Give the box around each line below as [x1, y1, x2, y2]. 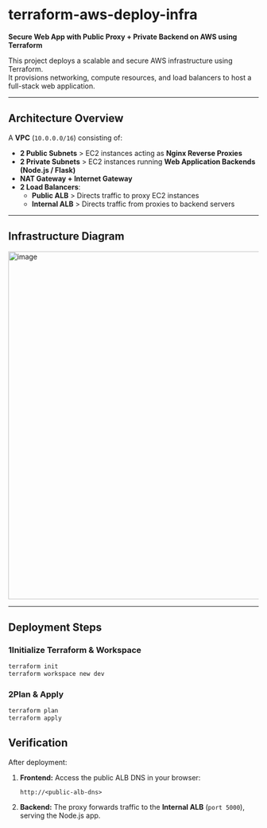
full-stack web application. [8, 81, 95, 91]
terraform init [8, 662, 59, 670]
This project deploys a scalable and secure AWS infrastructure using [8, 56, 233, 65]
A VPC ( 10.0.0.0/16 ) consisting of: [8, 133, 123, 143]
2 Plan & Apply [8, 689, 64, 700]
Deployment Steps [8, 620, 102, 634]
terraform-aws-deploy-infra [8, 6, 198, 24]
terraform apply [8, 714, 62, 722]
